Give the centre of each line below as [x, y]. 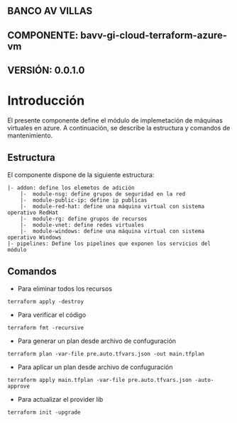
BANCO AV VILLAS [50, 11]
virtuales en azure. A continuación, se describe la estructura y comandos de [119, 128]
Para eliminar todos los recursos [65, 288]
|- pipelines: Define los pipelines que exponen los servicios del [109, 243]
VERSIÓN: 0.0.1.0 [46, 70]
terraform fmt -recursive [45, 327]
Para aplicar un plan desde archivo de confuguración [95, 367]
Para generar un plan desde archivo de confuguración [97, 341]
